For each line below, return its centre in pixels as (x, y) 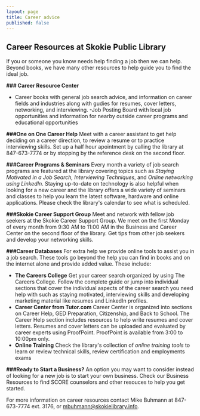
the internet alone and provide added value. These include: (79, 264)
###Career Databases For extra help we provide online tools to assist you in (100, 251)
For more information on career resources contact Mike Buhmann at (90, 400)
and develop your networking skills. (50, 240)
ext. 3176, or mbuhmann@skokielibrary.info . (85, 406)
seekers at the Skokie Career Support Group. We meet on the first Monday (98, 221)
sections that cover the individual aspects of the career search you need (104, 288)
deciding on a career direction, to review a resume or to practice (85, 140)
